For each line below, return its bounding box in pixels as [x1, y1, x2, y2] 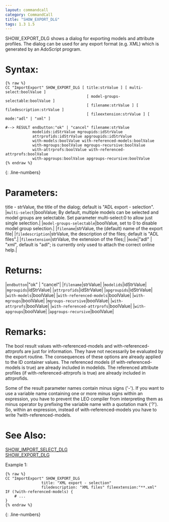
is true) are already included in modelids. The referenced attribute [22, 364, 159, 370]
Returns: [5, 265, 42, 276]
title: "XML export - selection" [41, 480, 112, 486]
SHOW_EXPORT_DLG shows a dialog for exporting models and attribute [5, 35, 155, 42]
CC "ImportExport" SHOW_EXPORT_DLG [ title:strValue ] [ [5, 85, 128, 90]
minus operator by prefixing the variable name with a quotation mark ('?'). [5, 401, 158, 407]
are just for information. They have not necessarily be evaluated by [24, 348, 163, 354]
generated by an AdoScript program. [5, 46, 82, 52]
